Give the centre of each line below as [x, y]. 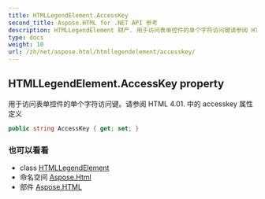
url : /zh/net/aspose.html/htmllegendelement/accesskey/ [102, 52]
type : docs [26, 37]
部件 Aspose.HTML [51, 186]
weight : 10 [26, 45]
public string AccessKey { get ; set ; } [74, 128]
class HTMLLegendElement [64, 168]
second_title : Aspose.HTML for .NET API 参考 [83, 23]
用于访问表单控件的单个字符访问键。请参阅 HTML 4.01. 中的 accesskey [123, 104]
